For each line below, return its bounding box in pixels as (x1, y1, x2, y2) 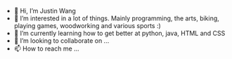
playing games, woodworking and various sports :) (13, 22, 162, 29)
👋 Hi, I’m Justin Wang (13, 7, 76, 15)
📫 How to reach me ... (13, 44, 79, 53)
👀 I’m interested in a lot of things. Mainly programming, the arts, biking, (13, 14, 219, 22)
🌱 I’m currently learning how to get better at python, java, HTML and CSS (13, 29, 226, 37)
